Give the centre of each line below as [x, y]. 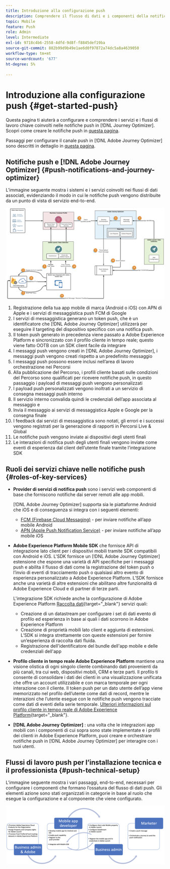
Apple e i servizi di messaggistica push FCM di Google [70, 313]
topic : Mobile [21, 21]
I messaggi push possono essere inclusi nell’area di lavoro [73, 362]
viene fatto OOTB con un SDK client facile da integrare [70, 346]
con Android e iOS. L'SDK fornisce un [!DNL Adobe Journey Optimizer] [87, 556]
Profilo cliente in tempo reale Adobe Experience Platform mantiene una [89, 661]
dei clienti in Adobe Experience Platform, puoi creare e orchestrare [82, 736]
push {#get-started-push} [62, 106]
